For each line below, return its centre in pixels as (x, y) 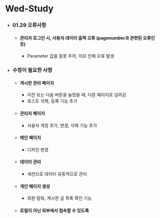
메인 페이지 (30, 138)
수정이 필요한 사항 (32, 70)
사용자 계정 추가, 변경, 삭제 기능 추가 (62, 125)
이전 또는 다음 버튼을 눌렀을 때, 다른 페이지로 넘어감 (77, 95)
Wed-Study (29, 9)
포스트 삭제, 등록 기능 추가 (52, 101)
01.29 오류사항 (29, 25)
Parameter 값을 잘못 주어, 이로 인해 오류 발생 (71, 56)
